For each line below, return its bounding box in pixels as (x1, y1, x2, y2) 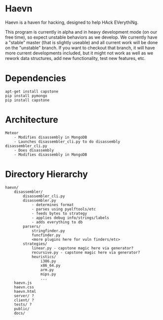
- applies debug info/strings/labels (31, 215, 110, 220)
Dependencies (5, 73, 66, 84)
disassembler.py (23, 198, 56, 203)
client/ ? (14, 298, 35, 303)
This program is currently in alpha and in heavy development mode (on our (5, 29, 158, 35)
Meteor (5, 130, 19, 135)
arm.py (40, 267, 54, 272)
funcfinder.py (31, 232, 61, 238)
